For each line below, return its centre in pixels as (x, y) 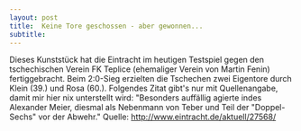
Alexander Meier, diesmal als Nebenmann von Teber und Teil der (129, 108)
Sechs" (23, 117)
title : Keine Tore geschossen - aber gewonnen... (106, 26)
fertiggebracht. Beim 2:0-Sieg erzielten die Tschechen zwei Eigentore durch (151, 79)
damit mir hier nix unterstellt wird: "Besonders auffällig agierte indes (136, 98)
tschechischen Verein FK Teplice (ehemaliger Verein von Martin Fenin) (140, 69)
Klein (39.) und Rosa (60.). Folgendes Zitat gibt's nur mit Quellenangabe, (144, 88)
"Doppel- (268, 108)
